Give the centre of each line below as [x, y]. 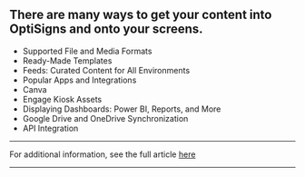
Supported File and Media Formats [87, 51]
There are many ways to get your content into [141, 15]
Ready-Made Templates [67, 60]
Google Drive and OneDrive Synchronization [105, 118]
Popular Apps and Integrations [79, 80]
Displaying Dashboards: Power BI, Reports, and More [122, 109]
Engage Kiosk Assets [62, 99]
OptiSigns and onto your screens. [106, 29]
